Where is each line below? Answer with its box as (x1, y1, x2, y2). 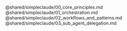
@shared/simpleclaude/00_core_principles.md (5, 4, 103, 10)
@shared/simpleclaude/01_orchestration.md (5, 9, 98, 15)
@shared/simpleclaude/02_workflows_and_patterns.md (5, 15, 122, 20)
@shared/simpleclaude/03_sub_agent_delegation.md (5, 20, 117, 26)
